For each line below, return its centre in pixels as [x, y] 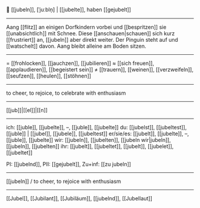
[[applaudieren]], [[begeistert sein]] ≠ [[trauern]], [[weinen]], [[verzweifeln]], [100, 69]
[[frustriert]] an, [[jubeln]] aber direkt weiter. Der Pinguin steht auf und [92, 40]
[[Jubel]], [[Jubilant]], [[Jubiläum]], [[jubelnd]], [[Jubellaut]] [79, 198]
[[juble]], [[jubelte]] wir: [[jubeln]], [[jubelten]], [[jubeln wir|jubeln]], [89, 140]
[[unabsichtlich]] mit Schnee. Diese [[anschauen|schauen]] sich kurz [90, 33]
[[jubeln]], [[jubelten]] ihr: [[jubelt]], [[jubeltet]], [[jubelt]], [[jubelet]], [90, 146]
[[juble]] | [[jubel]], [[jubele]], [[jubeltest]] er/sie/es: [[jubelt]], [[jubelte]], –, [98, 134]
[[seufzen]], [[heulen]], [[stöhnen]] [49, 76]
